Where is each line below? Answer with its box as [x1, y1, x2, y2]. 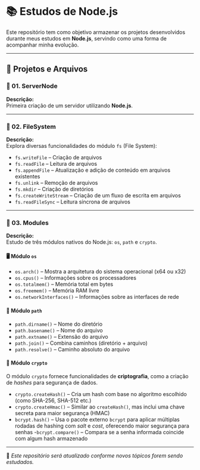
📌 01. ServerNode [6, 82, 58, 90]
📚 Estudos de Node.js [6, 5, 118, 18]
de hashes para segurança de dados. [6, 379, 98, 386]
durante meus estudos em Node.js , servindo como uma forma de [6, 35, 167, 42]
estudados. [6, 458, 34, 465]
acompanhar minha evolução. [6, 41, 79, 48]
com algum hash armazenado [14, 435, 88, 442]
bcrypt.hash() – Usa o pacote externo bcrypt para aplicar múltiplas [14, 416, 180, 423]
